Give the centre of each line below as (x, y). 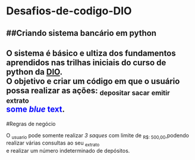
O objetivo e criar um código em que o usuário (93, 81)
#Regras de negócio (31, 124)
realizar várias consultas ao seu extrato (53, 144)
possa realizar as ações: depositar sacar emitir (88, 91)
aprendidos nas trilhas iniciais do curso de (86, 62)
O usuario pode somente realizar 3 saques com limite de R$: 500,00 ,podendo (97, 136)
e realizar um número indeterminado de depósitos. (68, 151)
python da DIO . (34, 72)
